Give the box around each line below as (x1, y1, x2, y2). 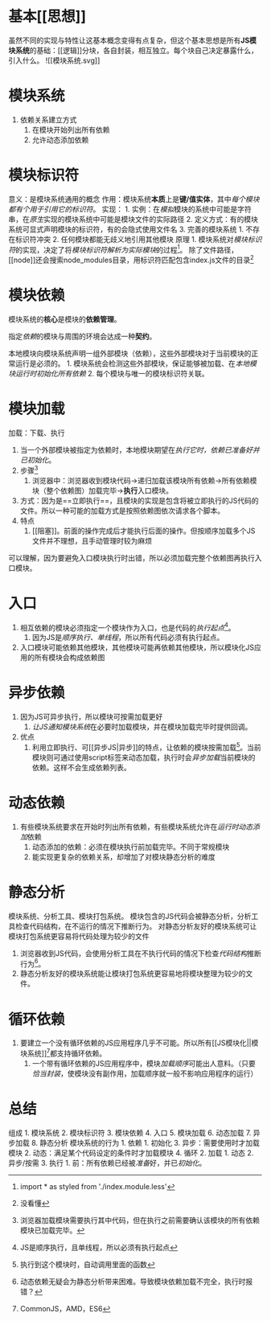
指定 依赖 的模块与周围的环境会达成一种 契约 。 (8, 331, 157, 342)
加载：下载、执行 (8, 428, 65, 437)
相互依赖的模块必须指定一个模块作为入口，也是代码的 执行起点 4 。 (19, 621, 236, 632)
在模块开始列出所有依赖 (31, 125, 110, 134)
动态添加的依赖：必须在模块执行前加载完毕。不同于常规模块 (31, 842, 230, 851)
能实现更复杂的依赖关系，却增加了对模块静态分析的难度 (31, 851, 216, 861)
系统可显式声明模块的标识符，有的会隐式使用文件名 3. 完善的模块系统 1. (8, 224, 244, 234)
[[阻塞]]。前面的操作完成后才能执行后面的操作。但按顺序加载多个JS (31, 526, 256, 535)
